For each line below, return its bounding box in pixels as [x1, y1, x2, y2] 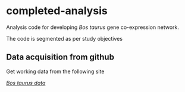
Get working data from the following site [6, 68, 105, 75]
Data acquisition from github [6, 52, 115, 63]
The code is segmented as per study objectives [6, 35, 123, 42]
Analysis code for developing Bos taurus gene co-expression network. [6, 24, 180, 31]
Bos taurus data [6, 79, 46, 86]
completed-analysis [6, 4, 108, 18]
